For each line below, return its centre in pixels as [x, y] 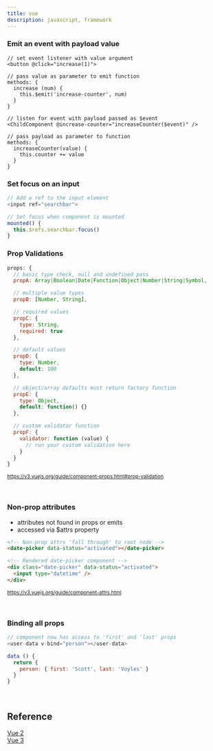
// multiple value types [49, 293]
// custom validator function [56, 426]
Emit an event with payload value [64, 44]
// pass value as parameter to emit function [73, 76]
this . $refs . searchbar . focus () [56, 230]
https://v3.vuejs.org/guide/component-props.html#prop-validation [85, 477]
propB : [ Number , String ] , [51, 300]
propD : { [26, 356]
